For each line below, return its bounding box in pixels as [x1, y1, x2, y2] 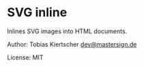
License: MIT [7, 53, 44, 62]
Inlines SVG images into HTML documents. [7, 27, 128, 35]
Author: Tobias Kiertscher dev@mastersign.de [7, 40, 137, 48]
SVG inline [7, 5, 68, 20]
